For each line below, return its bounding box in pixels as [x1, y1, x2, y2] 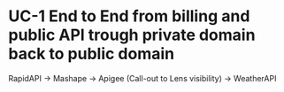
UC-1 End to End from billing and [8, 6, 250, 27]
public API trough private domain [8, 25, 256, 45]
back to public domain [8, 44, 174, 64]
